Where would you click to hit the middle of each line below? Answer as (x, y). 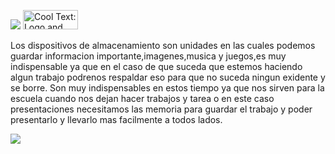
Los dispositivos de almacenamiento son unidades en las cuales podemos (163, 45)
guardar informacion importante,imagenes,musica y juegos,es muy (148, 56)
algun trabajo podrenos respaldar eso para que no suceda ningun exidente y (168, 77)
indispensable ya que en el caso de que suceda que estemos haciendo (156, 66)
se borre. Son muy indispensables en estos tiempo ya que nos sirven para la (167, 88)
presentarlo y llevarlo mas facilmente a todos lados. (116, 119)
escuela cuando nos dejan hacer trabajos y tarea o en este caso (142, 98)
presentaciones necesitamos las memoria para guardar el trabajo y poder (161, 109)
